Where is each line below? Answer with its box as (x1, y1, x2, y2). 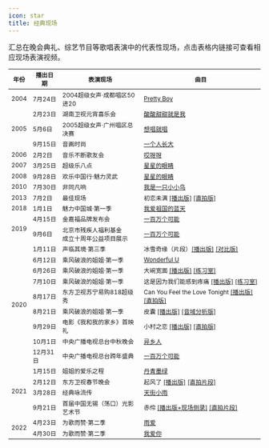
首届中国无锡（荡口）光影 (62, 399, 134, 408)
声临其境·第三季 (62, 245, 106, 254)
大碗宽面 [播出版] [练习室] (143, 266, 216, 275)
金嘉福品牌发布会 (62, 215, 110, 224)
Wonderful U (143, 255, 180, 264)
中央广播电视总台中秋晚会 (62, 337, 134, 346)
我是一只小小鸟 (143, 183, 186, 192)
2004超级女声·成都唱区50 (62, 90, 135, 99)
